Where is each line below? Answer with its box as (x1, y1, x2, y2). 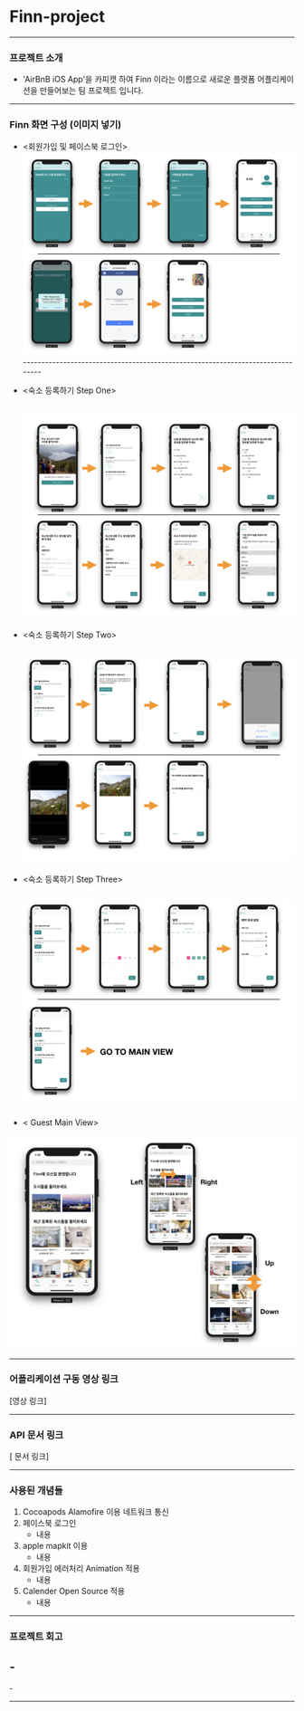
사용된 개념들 (9, 1485, 63, 1497)
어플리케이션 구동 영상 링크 (9, 1373, 119, 1386)
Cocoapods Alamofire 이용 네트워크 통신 (22, 1506, 169, 1517)
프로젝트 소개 (9, 52, 63, 64)
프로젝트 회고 (9, 1630, 63, 1643)
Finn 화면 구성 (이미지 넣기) (9, 119, 122, 131)
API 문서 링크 (9, 1429, 64, 1441)
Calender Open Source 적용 (22, 1586, 125, 1597)
